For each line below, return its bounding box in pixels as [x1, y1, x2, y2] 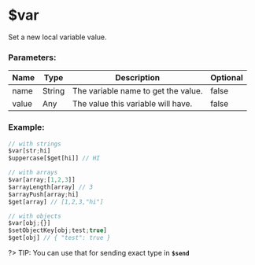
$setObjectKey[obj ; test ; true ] [8, 226, 108, 234]
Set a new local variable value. [8, 32, 108, 42]
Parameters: [8, 52, 57, 63]
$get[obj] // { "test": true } [8, 234, 111, 242]
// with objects [8, 212, 61, 220]
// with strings [8, 140, 61, 148]
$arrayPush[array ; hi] [8, 190, 79, 198]
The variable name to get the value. [72, 86, 203, 97]
